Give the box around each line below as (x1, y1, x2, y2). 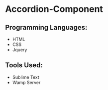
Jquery (12, 47, 27, 52)
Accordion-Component (5, 3, 104, 15)
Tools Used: (5, 61, 43, 70)
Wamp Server (12, 79, 41, 85)
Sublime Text (12, 74, 40, 80)
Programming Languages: (5, 23, 88, 32)
